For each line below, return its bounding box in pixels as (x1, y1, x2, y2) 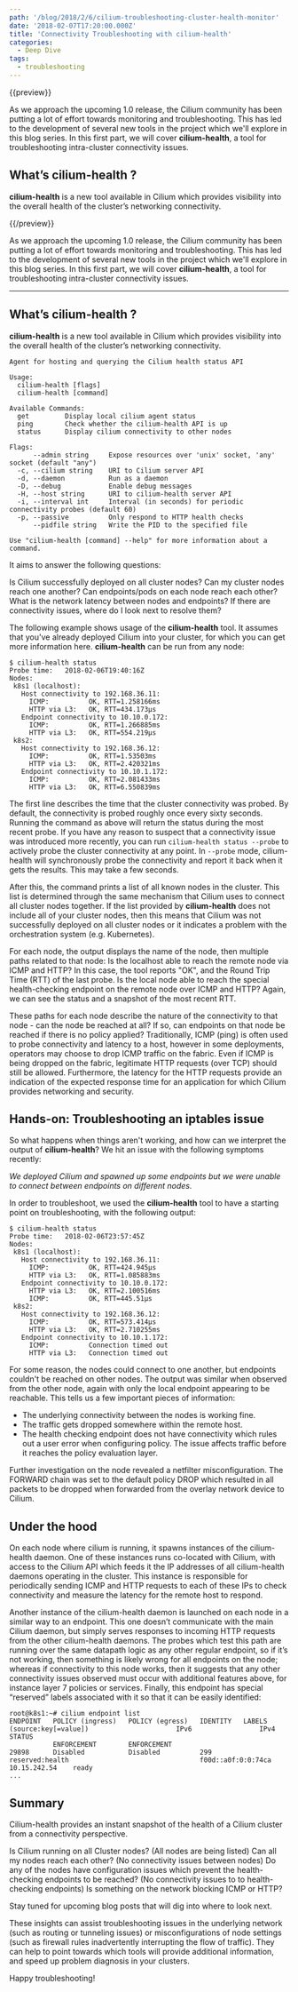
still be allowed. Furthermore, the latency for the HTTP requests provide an (9, 1067, 282, 1078)
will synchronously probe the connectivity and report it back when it (34, 855, 283, 865)
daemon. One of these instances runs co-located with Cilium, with (34, 1552, 276, 1563)
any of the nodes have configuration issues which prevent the (9, 1864, 235, 1875)
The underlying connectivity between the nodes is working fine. (21, 1410, 256, 1421)
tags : (9, 54, 29, 63)
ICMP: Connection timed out (28, 1341, 169, 1351)
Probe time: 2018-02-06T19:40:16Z (9, 665, 145, 675)
